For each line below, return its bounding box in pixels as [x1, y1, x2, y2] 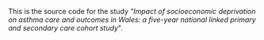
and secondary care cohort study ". [8, 24, 123, 32]
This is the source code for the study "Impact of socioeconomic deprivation [8, 7, 256, 16]
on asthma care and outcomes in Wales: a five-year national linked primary [8, 15, 256, 24]
